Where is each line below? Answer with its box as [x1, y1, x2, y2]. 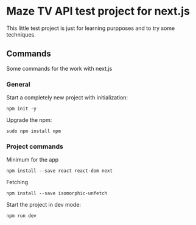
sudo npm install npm [6, 128, 61, 135]
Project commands [6, 142, 64, 151]
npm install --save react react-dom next [6, 168, 113, 174]
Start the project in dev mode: [6, 201, 81, 209]
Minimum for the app [6, 156, 59, 163]
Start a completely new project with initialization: [6, 94, 128, 101]
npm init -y [6, 105, 37, 112]
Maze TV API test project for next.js [6, 4, 191, 18]
